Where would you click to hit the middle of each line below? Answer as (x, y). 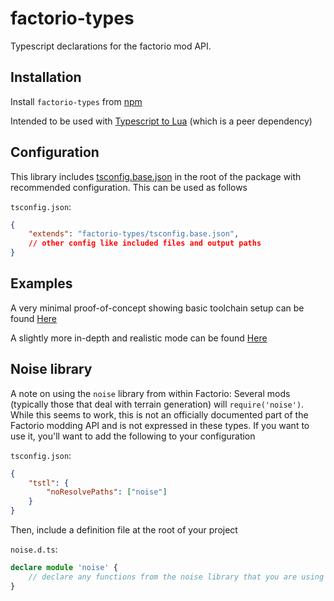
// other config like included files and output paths (145, 243)
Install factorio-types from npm (76, 101)
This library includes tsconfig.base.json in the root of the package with (156, 176)
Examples (41, 283)
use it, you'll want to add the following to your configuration (133, 436)
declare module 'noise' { (64, 568)
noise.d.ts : (34, 549)
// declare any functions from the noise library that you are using (176, 577)
